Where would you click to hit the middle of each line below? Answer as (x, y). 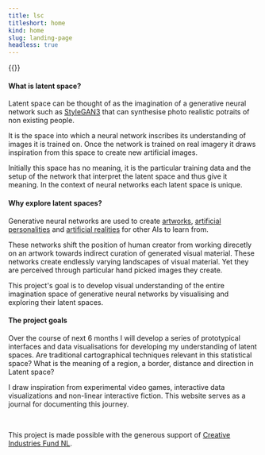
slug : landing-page (40, 38)
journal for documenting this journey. (69, 404)
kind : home (26, 30)
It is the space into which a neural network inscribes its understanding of (127, 136)
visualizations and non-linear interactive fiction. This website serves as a (127, 395)
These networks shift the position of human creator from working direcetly (130, 245)
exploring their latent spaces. (56, 302)
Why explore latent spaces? (55, 202)
